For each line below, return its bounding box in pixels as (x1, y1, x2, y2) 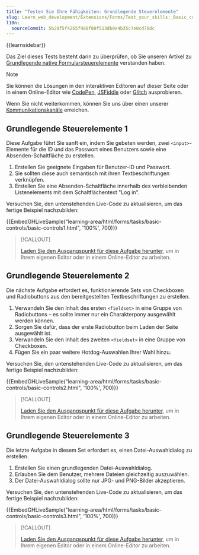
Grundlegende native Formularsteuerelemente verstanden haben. (6, 59, 166, 66)
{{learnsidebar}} (6, 42, 46, 49)
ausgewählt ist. (14, 329, 52, 337)
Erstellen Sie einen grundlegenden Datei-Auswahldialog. (14, 464, 153, 471)
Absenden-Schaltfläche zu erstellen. (6, 152, 95, 159)
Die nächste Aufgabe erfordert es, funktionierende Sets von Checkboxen (6, 286, 184, 294)
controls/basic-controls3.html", (6, 512, 82, 519)
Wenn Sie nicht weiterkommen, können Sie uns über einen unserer (6, 100, 169, 107)
